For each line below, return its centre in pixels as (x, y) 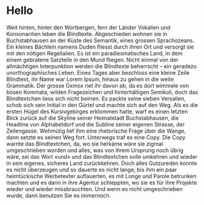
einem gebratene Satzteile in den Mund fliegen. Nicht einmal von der (92, 60)
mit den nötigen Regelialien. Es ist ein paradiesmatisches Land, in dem (94, 53)
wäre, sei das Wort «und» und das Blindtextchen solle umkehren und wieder (102, 156)
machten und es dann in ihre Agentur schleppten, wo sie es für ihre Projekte (102, 182)
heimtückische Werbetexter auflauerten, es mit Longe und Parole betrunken (101, 176)
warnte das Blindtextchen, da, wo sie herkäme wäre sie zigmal (85, 144)
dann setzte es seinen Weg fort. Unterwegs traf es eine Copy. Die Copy (96, 137)
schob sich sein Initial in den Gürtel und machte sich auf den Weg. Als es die (102, 105)
